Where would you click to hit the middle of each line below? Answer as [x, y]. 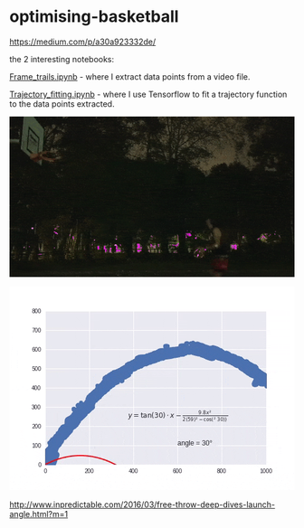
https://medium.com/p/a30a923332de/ [83, 42]
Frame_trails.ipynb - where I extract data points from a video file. [130, 76]
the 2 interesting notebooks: [62, 59]
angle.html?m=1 [39, 514]
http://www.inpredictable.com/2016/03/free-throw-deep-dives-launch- [142, 504]
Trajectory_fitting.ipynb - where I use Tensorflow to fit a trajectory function [148, 94]
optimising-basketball [94, 17]
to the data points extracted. [62, 104]
